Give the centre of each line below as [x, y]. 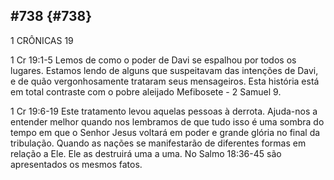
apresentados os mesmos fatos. [76, 164]
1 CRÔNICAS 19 [42, 40]
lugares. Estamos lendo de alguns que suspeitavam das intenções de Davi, [164, 70]
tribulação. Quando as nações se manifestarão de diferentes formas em [158, 143]
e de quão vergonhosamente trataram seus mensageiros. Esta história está [165, 81]
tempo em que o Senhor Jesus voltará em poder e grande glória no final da [165, 132]
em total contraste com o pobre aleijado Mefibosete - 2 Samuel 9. [146, 91]
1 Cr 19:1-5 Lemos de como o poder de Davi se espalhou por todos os [153, 60]
